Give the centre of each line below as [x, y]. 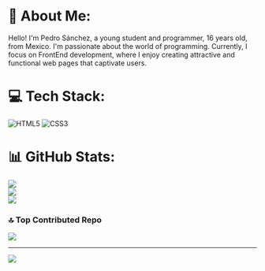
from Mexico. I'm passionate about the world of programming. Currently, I [128, 46]
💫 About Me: [50, 16]
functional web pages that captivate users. [78, 63]
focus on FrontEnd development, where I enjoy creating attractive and [121, 54]
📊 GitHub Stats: [62, 157]
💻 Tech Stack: [57, 97]
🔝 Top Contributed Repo [55, 220]
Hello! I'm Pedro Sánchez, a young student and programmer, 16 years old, [128, 38]
